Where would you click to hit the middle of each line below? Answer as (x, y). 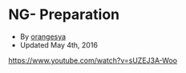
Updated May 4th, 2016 (59, 44)
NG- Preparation (64, 15)
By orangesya (43, 36)
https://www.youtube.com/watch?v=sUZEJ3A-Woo (93, 60)
